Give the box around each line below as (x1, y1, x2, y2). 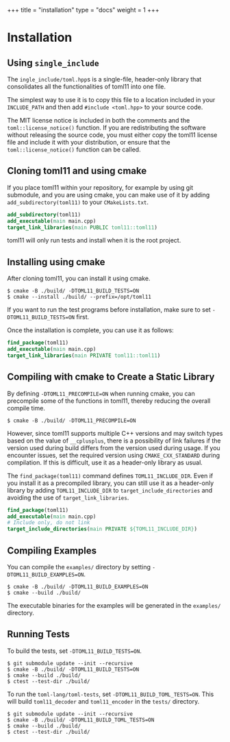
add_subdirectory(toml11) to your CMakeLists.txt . (7, 198, 149, 206)
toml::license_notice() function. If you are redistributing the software (7, 123, 207, 132)
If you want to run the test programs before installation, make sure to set (7, 306, 211, 314)
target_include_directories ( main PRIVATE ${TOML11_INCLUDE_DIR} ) (7, 525, 197, 533)
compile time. (7, 404, 46, 412)
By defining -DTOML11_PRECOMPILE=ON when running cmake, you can (7, 389, 195, 397)
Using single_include (7, 57, 99, 69)
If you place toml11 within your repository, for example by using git (7, 183, 194, 191)
